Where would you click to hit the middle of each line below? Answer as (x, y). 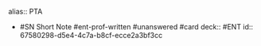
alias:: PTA (25, 11)
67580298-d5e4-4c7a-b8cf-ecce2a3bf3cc (91, 35)
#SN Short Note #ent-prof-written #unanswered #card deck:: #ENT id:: (136, 27)
